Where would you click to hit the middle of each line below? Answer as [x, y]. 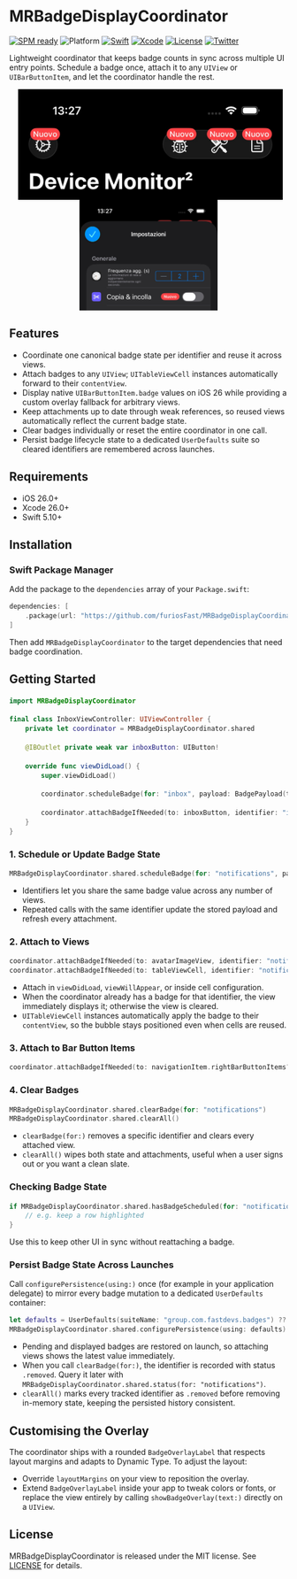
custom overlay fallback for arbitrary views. [101, 402]
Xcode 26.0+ [46, 507]
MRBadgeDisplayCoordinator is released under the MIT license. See [133, 1556]
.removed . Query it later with [72, 1375]
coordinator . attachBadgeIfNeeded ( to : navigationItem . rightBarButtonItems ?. [152, 1067]
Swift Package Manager [61, 570]
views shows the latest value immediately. [98, 1356]
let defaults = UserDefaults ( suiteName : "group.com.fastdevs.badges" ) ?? [148, 1321]
